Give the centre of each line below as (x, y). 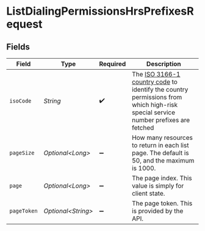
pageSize (22, 153)
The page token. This (162, 203)
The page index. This (162, 178)
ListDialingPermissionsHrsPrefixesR (100, 11)
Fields (18, 47)
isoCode (20, 101)
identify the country (160, 90)
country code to (155, 82)
